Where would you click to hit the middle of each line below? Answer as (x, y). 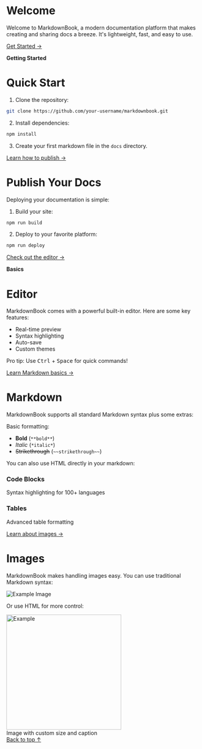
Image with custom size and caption (52, 733)
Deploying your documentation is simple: (58, 200)
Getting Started (27, 58)
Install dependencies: (42, 123)
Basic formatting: (28, 427)
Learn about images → (35, 534)
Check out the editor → (36, 257)
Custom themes (35, 349)
